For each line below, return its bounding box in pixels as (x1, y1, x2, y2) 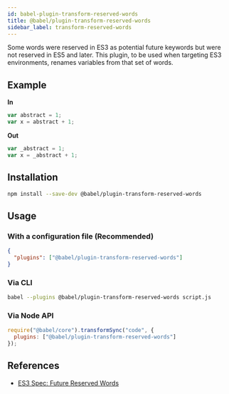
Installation (7, 172, 58, 184)
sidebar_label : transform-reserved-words (7, 24, 132, 31)
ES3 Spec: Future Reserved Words (17, 378, 119, 387)
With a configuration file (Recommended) (7, 231, 154, 241)
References (7, 360, 60, 372)
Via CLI (7, 277, 33, 287)
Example (7, 79, 47, 91)
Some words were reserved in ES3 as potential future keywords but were (7, 43, 222, 52)
